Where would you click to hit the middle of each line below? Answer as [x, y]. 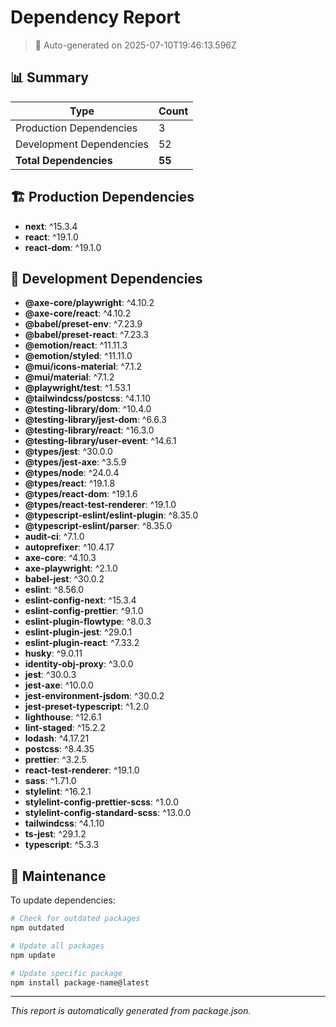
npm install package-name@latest [80, 982]
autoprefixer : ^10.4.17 [69, 547]
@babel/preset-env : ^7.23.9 [83, 324]
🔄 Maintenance [58, 876]
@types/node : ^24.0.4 [72, 473]
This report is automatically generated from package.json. [131, 1011]
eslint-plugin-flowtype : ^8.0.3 [88, 622]
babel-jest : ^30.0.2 [64, 579]
